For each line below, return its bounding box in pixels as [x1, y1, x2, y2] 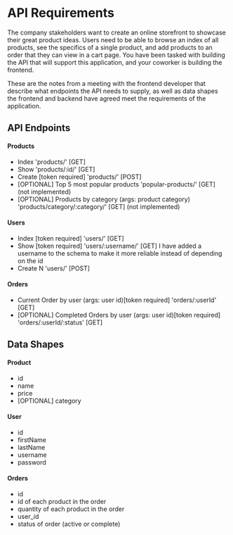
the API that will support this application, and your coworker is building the [7, 58, 222, 66]
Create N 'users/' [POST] [17, 264, 90, 272]
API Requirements [7, 5, 114, 21]
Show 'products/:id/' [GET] [17, 165, 95, 173]
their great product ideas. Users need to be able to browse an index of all [7, 35, 219, 44]
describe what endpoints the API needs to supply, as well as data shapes [7, 87, 219, 95]
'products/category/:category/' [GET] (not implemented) [17, 202, 180, 210]
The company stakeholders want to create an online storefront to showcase [7, 28, 227, 37]
